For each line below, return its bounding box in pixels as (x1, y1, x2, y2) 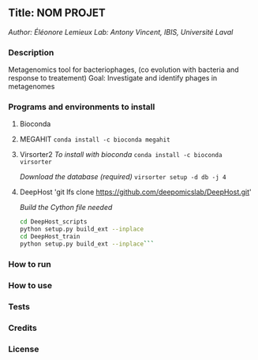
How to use (8, 279, 53, 291)
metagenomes (8, 82, 55, 92)
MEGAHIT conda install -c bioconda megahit (19, 134, 171, 144)
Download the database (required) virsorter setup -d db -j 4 (19, 172, 226, 182)
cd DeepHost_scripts (19, 218, 88, 226)
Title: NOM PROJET (8, 6, 106, 20)
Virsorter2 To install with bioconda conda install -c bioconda (19, 150, 222, 159)
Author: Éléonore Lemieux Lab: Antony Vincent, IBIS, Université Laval (8, 27, 234, 36)
